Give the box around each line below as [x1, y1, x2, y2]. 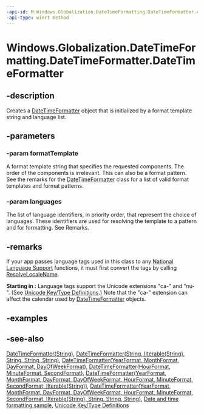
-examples [6, 313, 48, 323]
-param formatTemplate [6, 149, 79, 157]
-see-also [6, 334, 44, 344]
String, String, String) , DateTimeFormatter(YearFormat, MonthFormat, [6, 356, 180, 363]
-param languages [6, 197, 62, 206]
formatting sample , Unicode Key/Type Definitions [6, 402, 129, 409]
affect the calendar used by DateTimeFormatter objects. [6, 295, 146, 303]
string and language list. [6, 113, 67, 120]
